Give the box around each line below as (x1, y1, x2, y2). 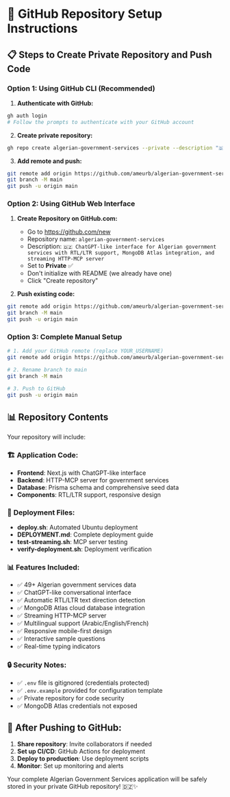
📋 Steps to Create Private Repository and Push (7, 49, 212, 60)
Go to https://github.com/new (27, 228, 111, 236)
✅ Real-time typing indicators (16, 642, 101, 650)
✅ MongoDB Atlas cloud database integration (16, 604, 145, 612)
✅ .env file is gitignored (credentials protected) (16, 678, 150, 687)
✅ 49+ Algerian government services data (16, 580, 137, 589)
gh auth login (7, 112, 48, 119)
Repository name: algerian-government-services (27, 235, 165, 243)
